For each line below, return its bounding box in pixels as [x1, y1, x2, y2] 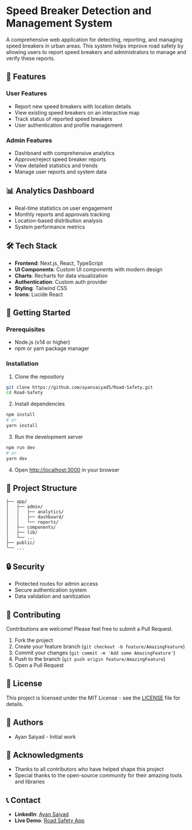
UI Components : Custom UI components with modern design [14, 266, 163, 273]
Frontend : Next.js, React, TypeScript [14, 260, 104, 267]
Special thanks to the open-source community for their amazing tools [14, 772, 183, 779]
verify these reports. [6, 55, 56, 62]
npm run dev [6, 445, 35, 451]
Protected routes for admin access [14, 580, 98, 587]
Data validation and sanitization [14, 593, 91, 600]
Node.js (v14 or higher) [14, 339, 70, 346]
